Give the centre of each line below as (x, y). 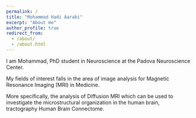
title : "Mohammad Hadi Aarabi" (44, 17)
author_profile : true (33, 28)
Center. (15, 67)
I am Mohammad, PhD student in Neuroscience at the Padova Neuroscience (98, 61)
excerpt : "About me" (31, 22)
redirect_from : (25, 33)
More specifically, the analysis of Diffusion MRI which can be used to (90, 96)
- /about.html (29, 45)
